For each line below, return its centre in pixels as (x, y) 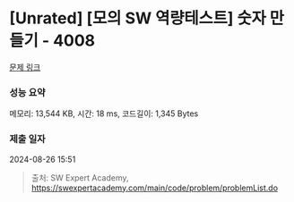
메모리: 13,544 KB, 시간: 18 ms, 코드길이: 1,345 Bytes (104, 114)
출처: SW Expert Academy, (80, 177)
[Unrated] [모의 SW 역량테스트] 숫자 (138, 18)
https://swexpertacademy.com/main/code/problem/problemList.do (155, 188)
